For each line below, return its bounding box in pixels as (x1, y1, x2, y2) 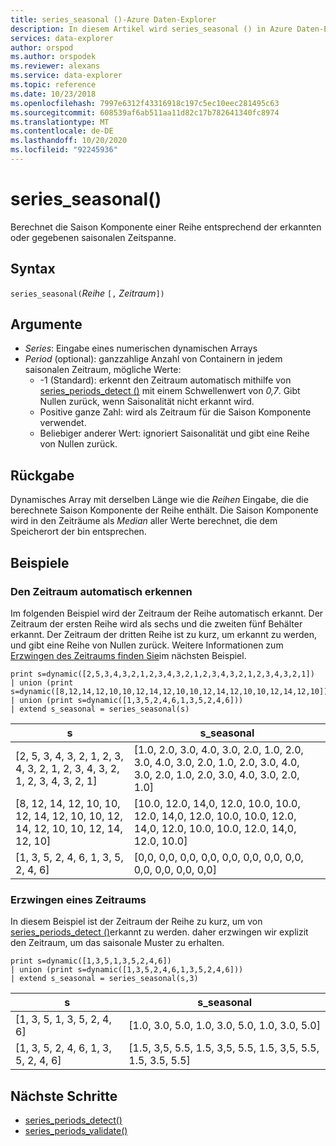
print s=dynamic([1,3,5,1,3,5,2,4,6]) (10, 956, 172, 966)
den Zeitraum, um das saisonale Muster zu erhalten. (10, 937, 225, 949)
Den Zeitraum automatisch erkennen (10, 584, 193, 598)
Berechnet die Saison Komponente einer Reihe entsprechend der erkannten (10, 221, 322, 233)
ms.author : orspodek (10, 52, 97, 62)
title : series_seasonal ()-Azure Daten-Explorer (10, 14, 217, 25)
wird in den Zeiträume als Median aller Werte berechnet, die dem (10, 515, 278, 527)
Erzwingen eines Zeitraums (10, 892, 147, 906)
